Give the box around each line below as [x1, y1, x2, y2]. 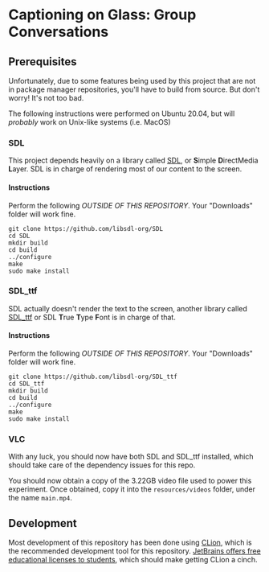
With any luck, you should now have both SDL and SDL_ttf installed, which [8, 452, 255, 462]
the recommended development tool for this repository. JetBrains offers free [8, 546, 261, 556]
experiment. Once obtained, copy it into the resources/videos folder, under [8, 484, 255, 494]
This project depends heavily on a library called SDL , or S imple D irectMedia [8, 155, 259, 166]
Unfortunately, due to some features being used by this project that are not [8, 76, 256, 85]
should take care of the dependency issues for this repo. [8, 460, 196, 470]
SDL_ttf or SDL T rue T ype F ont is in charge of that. [8, 312, 177, 322]
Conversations [8, 23, 109, 41]
